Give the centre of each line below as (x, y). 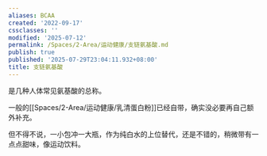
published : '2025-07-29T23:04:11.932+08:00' (83, 60)
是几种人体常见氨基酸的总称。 (57, 90)
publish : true (32, 52)
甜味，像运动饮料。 (53, 144)
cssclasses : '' (33, 30)
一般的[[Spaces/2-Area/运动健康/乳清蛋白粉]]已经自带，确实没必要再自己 (128, 107)
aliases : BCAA (32, 15)
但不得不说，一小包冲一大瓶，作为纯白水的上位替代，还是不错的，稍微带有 (130, 134)
